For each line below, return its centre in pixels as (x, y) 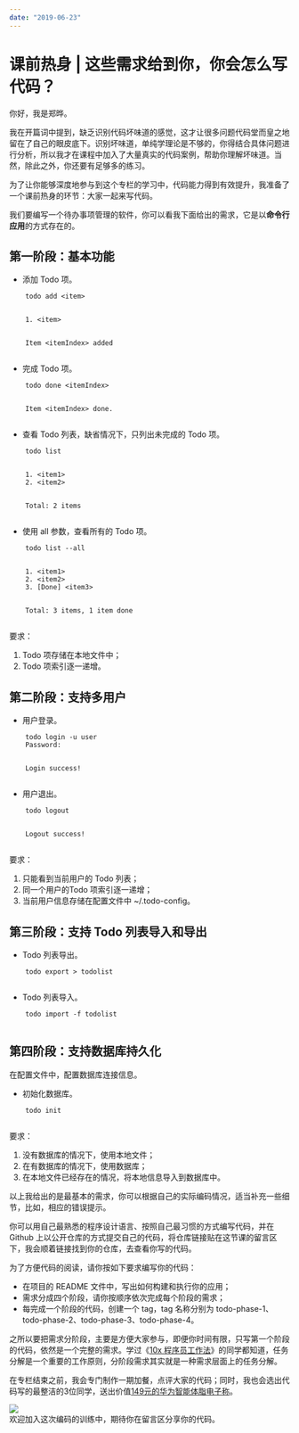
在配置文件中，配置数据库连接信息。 (76, 1075)
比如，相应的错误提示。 (68, 1207)
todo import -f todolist (71, 1014)
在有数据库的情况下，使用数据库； (85, 1165)
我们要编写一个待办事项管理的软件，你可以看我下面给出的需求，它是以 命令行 (149, 214)
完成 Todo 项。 (49, 369)
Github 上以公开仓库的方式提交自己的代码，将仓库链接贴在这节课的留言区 (143, 1237)
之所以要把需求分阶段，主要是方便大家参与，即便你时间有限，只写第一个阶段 (149, 1338)
